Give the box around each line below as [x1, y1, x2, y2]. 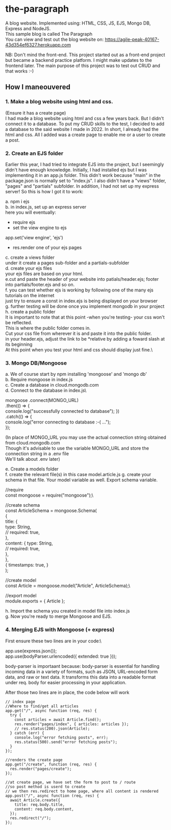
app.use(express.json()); [5, 647, 57, 654]
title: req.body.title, [14, 802, 65, 807]
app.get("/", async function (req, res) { [5, 708, 97, 713]
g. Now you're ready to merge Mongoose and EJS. [5, 613, 112, 619]
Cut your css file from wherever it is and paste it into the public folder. [5, 330, 152, 337]
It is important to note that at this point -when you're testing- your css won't [5, 314, 165, 320]
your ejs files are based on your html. [5, 271, 84, 277]
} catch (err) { [10, 730, 44, 735]
